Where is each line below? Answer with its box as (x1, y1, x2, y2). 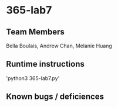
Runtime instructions (6, 59, 85, 69)
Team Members (6, 27, 65, 37)
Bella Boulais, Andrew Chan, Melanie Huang (6, 42, 113, 49)
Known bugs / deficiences (6, 92, 104, 102)
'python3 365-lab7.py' (6, 74, 60, 82)
